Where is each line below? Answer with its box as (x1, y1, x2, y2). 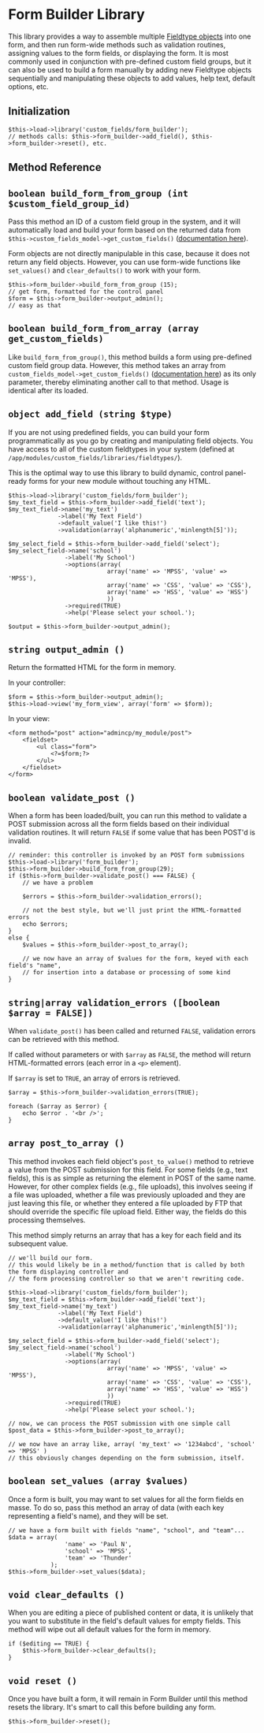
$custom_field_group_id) (8, 198, 131, 210)
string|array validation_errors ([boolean (8, 997, 221, 1008)
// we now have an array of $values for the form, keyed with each (22, 955, 248, 963)
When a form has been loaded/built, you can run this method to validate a (8, 811, 247, 820)
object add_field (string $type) (8, 408, 173, 420)
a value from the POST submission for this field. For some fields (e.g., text (8, 1165, 248, 1174)
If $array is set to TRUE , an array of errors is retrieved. (8, 1073, 180, 1083)
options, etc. (8, 81, 49, 91)
